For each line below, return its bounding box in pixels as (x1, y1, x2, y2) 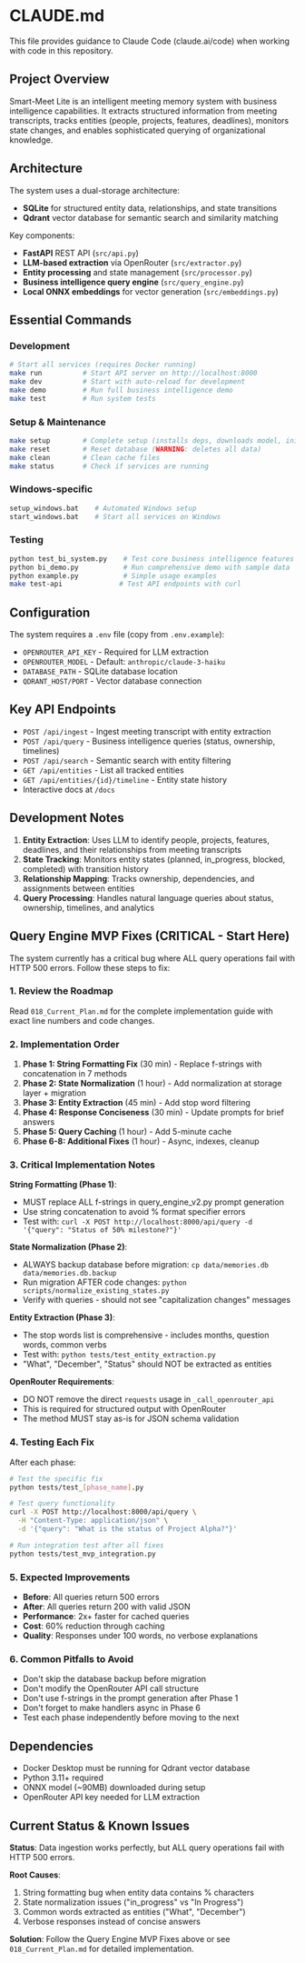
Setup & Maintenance (9, 416, 106, 428)
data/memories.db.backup (22, 1269, 117, 1278)
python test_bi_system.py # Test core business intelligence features (9, 554, 295, 564)
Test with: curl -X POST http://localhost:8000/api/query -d (22, 1216, 252, 1227)
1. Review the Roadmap (9, 985, 113, 997)
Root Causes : (9, 1869, 61, 1880)
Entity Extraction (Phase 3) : (9, 1312, 115, 1323)
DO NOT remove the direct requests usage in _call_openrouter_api (22, 1394, 275, 1405)
